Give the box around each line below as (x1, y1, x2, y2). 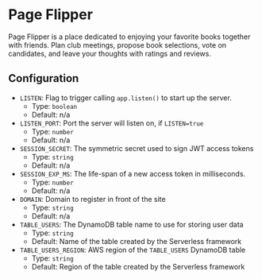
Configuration (8, 72, 79, 85)
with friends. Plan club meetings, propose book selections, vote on (8, 40, 227, 49)
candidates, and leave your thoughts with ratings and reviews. (8, 48, 212, 58)
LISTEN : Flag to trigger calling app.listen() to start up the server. (19, 93, 232, 103)
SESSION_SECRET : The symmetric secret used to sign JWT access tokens (19, 143, 254, 153)
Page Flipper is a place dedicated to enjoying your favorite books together (8, 32, 251, 41)
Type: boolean (31, 101, 78, 110)
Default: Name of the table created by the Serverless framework (31, 236, 242, 246)
